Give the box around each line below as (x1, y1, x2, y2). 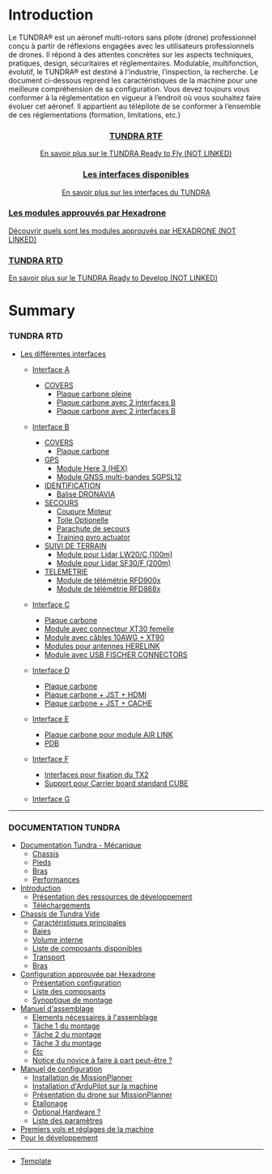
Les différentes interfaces (19, 348, 107, 358)
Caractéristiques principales (32, 917, 127, 927)
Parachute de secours (56, 523, 130, 533)
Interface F (32, 753, 69, 763)
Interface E (32, 714, 70, 724)
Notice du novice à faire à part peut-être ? (32, 1055, 172, 1065)
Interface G (32, 794, 70, 804)
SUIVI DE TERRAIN (44, 540, 107, 550)
